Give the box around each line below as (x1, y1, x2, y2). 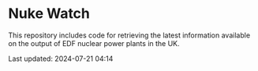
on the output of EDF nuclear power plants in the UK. (8, 38, 180, 48)
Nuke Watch (8, 5, 91, 23)
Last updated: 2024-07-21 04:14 (8, 54, 114, 63)
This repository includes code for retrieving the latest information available (8, 30, 251, 40)
